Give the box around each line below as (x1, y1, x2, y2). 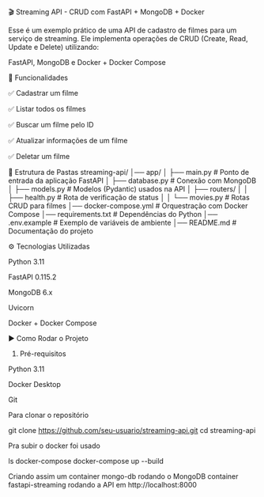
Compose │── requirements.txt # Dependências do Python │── (8, 210, 218, 218)
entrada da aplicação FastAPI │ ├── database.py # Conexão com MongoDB (8, 176, 257, 185)
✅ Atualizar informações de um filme (8, 136, 128, 145)
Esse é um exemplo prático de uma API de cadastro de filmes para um (8, 25, 237, 35)
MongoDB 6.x (8, 288, 53, 297)
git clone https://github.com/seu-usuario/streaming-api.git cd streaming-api (8, 426, 256, 434)
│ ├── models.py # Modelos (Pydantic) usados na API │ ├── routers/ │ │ (8, 184, 249, 193)
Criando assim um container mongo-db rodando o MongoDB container (8, 472, 239, 481)
